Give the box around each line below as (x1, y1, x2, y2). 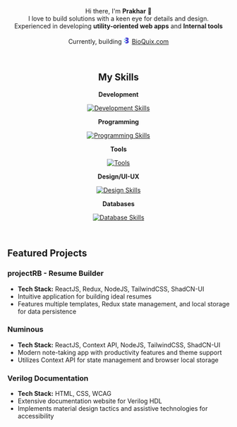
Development (98, 90, 139, 98)
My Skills (97, 71, 140, 83)
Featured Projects (7, 247, 87, 260)
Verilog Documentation (7, 373, 89, 383)
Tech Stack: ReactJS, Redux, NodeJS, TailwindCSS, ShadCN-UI (17, 284, 205, 293)
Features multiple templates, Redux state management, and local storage (17, 299, 230, 308)
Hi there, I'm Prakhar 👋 (85, 7, 152, 15)
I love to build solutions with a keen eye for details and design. (28, 14, 209, 23)
